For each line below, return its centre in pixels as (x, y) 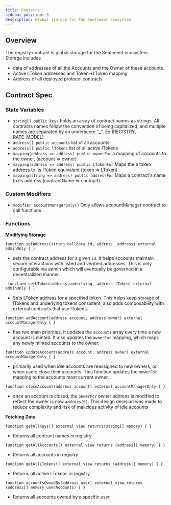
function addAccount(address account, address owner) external (74, 318)
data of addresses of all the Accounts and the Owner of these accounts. (89, 68)
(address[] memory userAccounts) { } (45, 488)
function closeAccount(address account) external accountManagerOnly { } (86, 387)
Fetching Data (20, 417)
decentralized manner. (36, 275)
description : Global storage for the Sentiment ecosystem (68, 19)
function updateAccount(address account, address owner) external (77, 352)
